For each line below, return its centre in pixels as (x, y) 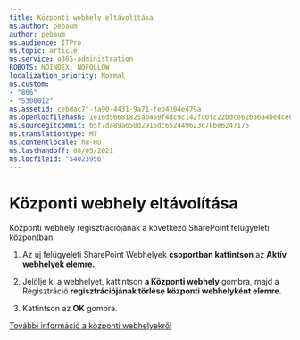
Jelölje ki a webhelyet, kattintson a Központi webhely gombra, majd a (150, 282)
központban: (32, 237)
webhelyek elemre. (58, 264)
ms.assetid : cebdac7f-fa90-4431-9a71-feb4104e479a (105, 109)
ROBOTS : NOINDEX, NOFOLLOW (59, 68)
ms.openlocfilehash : (48, 117)
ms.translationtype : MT (54, 134)
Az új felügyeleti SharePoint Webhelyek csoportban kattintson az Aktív (154, 255)
